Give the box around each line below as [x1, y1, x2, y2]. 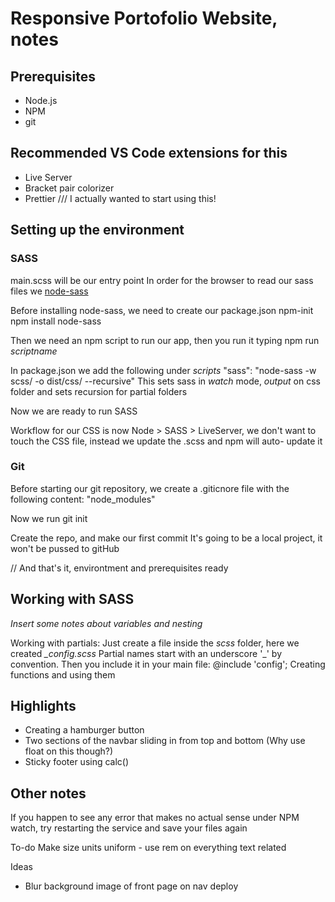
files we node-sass [10, 285, 89, 297]
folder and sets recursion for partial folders [10, 385, 188, 397]
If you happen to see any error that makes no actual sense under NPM [10, 812, 300, 824]
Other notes [10, 785, 87, 802]
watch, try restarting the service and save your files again [10, 822, 248, 834]
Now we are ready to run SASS [10, 405, 138, 417]
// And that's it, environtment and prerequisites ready [10, 562, 229, 574]
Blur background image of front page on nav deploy [24, 880, 239, 892]
